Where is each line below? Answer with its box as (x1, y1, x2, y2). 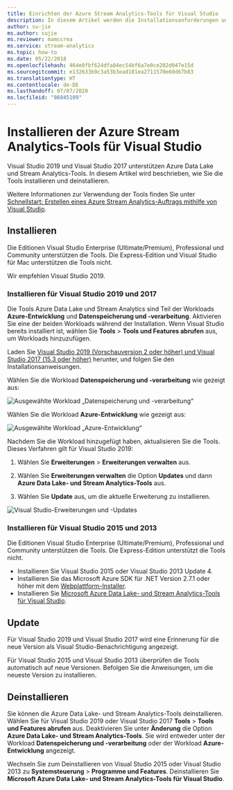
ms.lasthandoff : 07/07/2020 (7, 88, 89, 94)
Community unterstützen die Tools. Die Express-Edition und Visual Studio (7, 251, 217, 259)
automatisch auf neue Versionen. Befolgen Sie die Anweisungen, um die (7, 664, 214, 672)
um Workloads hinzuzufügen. (7, 334, 92, 343)
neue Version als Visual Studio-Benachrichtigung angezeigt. (7, 643, 179, 651)
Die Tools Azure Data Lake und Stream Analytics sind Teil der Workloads (7, 305, 214, 313)
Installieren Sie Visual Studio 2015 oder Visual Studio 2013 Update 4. (17, 567, 213, 575)
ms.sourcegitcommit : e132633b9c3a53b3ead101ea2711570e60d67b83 (7, 68, 194, 75)
